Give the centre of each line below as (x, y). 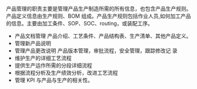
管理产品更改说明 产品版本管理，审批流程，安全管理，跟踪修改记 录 (96, 51)
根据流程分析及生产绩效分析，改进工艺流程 (66, 73)
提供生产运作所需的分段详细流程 (53, 65)
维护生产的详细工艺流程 (43, 58)
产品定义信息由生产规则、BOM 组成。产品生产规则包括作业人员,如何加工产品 (98, 16)
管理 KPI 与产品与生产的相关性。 (54, 80)
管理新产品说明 (33, 43)
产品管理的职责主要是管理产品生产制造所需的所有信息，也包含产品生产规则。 (99, 9)
